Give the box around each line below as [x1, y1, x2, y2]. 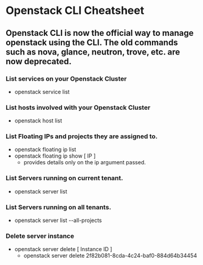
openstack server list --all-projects [14, 216, 102, 224]
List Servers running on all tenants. [5, 203, 112, 211]
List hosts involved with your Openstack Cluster [5, 103, 151, 112]
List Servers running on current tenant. [5, 174, 123, 183]
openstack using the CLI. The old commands [5, 37, 178, 47]
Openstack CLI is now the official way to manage [5, 28, 194, 38]
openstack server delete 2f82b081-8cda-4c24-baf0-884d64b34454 [23, 252, 198, 260]
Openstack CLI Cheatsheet [5, 4, 145, 18]
